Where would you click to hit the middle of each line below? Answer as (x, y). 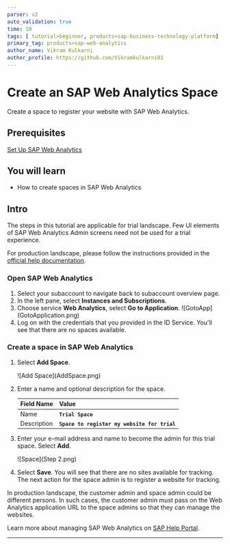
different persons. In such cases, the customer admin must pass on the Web (115, 500)
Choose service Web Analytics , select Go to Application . (98, 307)
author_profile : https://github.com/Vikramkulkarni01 (86, 58)
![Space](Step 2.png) (47, 459)
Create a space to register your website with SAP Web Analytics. (98, 111)
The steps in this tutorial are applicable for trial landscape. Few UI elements (113, 225)
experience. (24, 240)
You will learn (37, 171)
